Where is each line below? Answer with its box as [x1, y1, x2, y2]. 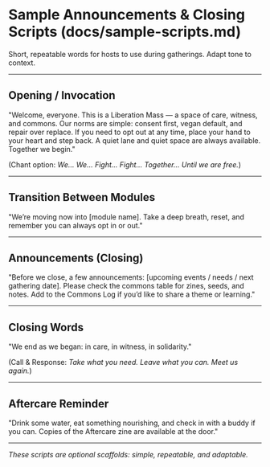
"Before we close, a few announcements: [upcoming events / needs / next [8, 272, 255, 282]
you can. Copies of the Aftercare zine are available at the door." [8, 427, 219, 436]
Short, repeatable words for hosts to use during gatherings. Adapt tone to [8, 49, 252, 59]
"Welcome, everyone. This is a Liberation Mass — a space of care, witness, [8, 110, 259, 120]
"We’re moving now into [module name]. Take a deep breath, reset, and [8, 211, 245, 222]
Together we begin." [8, 144, 76, 154]
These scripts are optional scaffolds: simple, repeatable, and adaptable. [8, 450, 248, 459]
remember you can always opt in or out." [8, 220, 143, 230]
